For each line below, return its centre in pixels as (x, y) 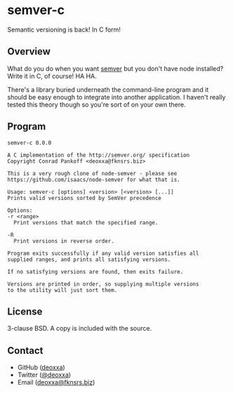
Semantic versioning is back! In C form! (64, 29)
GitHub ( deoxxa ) (41, 368)
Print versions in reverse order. (64, 241)
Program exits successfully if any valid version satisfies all (103, 253)
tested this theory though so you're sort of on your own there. (96, 105)
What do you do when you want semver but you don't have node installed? (115, 68)
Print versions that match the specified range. (86, 222)
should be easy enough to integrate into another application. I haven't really (116, 97)
